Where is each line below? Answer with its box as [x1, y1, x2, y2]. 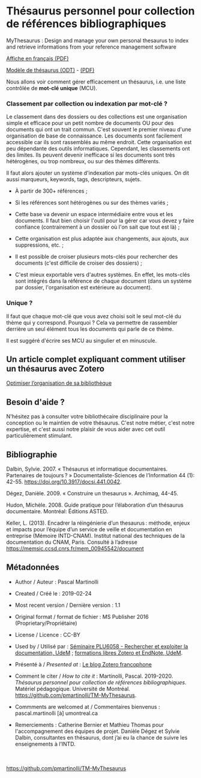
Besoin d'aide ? [6, 397, 65, 407]
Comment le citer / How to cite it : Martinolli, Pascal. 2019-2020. [14, 672, 173, 680]
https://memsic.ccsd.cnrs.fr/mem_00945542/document [6, 544, 144, 552]
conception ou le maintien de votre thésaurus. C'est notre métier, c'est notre [6, 419, 195, 427]
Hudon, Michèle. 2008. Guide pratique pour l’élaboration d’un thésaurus [6, 501, 184, 508]
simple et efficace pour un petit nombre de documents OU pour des [6, 119, 174, 127]
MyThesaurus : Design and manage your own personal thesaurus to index [6, 37, 189, 44]
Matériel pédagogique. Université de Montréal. [14, 685, 130, 692]
